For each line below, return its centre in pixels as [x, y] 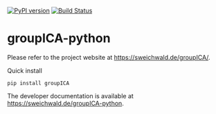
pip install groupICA [38, 83]
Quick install [25, 70]
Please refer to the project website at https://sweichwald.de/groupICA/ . [109, 57]
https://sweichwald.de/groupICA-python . [66, 103]
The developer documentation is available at [70, 95]
